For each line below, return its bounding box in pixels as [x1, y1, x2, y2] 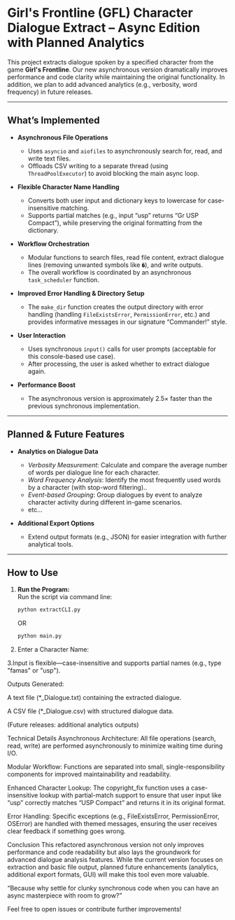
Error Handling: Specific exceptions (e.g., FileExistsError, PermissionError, [7, 812, 220, 821]
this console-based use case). [27, 352, 115, 360]
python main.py [17, 633, 62, 640]
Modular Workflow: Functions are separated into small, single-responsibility [7, 762, 225, 771]
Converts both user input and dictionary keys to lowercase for [27, 196, 206, 205]
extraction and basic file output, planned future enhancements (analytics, [7, 863, 219, 872]
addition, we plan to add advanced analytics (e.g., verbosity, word [7, 80, 197, 88]
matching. [60, 203, 90, 212]
